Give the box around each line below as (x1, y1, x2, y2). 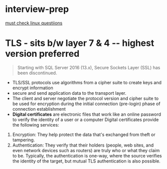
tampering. (12, 137, 35, 143)
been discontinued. (17, 70, 57, 76)
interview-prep (5, 3, 69, 15)
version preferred (5, 48, 80, 59)
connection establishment (12, 106, 66, 112)
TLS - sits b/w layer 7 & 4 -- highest (5, 37, 155, 49)
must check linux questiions (5, 20, 63, 26)
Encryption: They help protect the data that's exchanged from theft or (12, 131, 156, 138)
